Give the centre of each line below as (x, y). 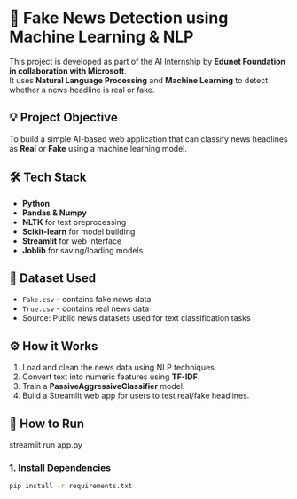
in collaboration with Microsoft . (68, 71)
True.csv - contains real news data (85, 308)
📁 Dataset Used (52, 278)
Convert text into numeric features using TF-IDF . (111, 377)
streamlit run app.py (46, 445)
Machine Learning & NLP (102, 37)
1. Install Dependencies (60, 467)
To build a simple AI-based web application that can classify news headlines (148, 139)
